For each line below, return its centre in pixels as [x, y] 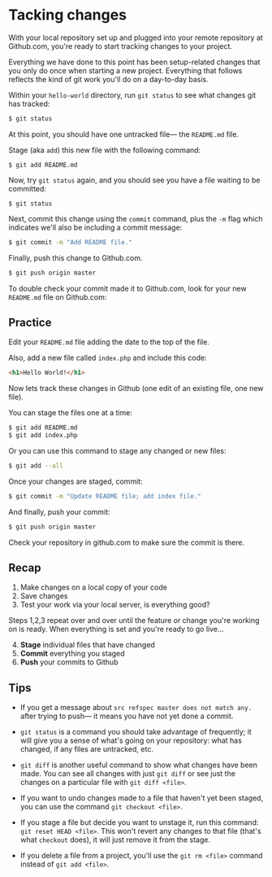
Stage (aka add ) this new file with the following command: [105, 150]
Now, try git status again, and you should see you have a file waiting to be [134, 180]
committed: [28, 188]
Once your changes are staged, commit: [76, 481]
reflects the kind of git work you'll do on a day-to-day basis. [108, 79]
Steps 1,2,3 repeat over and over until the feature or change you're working [134, 620]
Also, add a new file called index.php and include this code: [108, 358]
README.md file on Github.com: [58, 297]
